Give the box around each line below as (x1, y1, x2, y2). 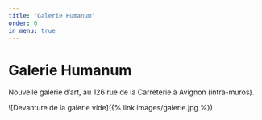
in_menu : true (8, 26, 56, 34)
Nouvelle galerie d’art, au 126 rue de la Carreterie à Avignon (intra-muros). (8, 87, 255, 97)
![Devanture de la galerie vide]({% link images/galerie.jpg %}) (8, 103, 214, 113)
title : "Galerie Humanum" (8, 11, 95, 20)
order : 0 (8, 19, 38, 27)
